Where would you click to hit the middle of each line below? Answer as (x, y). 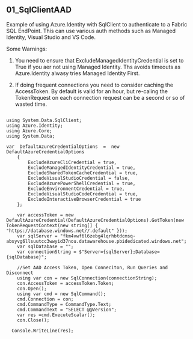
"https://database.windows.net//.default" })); (67, 231)
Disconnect (20, 273)
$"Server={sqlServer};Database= (120, 252)
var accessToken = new (45, 215)
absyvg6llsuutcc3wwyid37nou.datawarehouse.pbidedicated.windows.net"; (96, 241)
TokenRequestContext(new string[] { (52, 225)
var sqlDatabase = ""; (45, 246)
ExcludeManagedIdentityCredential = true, (82, 168)
